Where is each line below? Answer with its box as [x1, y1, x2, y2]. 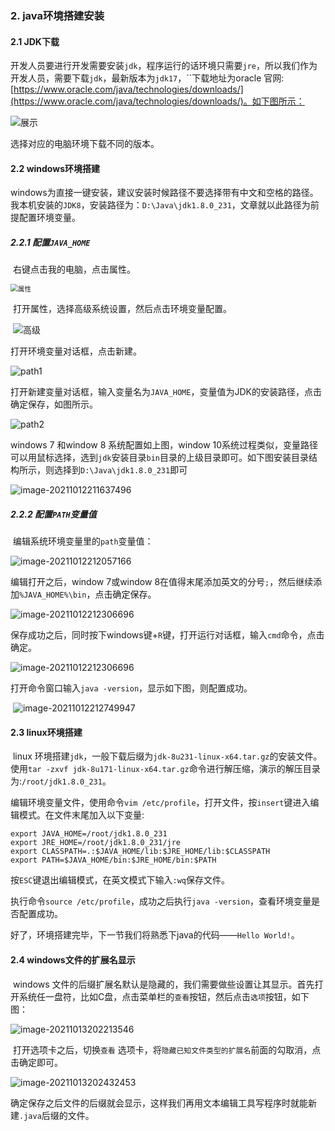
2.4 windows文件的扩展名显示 [10, 954, 136, 966]
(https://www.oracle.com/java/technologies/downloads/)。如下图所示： [10, 95, 305, 107]
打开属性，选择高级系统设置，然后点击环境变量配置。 [12, 303, 232, 315]
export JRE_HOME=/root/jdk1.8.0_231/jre [10, 838, 182, 848]
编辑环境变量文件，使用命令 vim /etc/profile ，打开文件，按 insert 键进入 [10, 797, 311, 809]
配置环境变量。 [18, 212, 81, 224]
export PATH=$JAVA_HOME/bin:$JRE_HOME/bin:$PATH [10, 855, 217, 866]
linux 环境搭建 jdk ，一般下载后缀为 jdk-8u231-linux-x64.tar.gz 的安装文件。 [12, 750, 323, 762]
